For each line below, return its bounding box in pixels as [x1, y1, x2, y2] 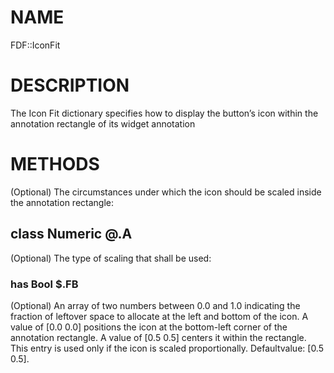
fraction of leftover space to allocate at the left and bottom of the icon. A [10, 310, 309, 322]
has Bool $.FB [10, 277, 79, 291]
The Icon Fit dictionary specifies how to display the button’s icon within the [10, 107, 319, 119]
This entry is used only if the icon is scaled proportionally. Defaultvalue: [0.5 [10, 342, 324, 354]
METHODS [10, 153, 100, 176]
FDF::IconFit [10, 39, 61, 51]
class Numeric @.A [10, 226, 133, 243]
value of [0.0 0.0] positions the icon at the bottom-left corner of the [10, 321, 288, 333]
